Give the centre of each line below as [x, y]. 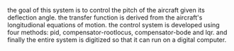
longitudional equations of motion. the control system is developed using [113, 25]
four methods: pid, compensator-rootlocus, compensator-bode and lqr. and [117, 32]
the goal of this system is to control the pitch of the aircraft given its [106, 10]
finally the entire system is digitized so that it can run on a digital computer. [117, 40]
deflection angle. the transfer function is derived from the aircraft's [105, 17]
